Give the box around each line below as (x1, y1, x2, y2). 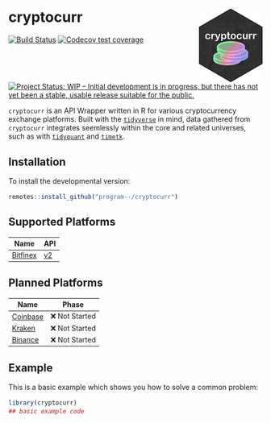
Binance (11, 335, 40, 345)
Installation (8, 155, 66, 168)
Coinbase (11, 311, 44, 321)
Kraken (11, 323, 36, 334)
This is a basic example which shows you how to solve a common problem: (8, 383, 258, 392)
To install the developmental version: (8, 176, 131, 185)
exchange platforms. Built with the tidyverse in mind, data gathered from (8, 114, 251, 124)
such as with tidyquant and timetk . (8, 131, 125, 141)
